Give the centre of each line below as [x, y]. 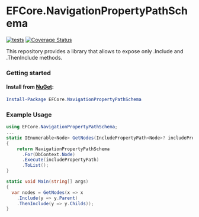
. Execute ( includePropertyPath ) [60, 160]
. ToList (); [35, 166]
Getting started [29, 73]
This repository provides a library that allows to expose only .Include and [95, 51]
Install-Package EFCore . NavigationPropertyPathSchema [74, 100]
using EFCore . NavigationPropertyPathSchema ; [62, 127]
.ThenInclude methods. [34, 57]
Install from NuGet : [30, 87]
